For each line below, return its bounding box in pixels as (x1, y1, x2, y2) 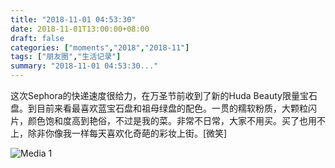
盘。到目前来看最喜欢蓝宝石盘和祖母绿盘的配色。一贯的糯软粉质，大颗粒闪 (10, 102, 317, 114)
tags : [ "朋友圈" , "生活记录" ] (10, 52, 122, 62)
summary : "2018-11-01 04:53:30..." (10, 61, 159, 71)
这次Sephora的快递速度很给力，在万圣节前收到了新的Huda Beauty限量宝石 (10, 90, 318, 101)
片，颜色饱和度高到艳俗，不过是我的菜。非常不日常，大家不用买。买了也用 (10, 115, 317, 126)
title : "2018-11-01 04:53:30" (10, 14, 137, 25)
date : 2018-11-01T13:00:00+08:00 (10, 24, 150, 34)
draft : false (10, 33, 65, 43)
